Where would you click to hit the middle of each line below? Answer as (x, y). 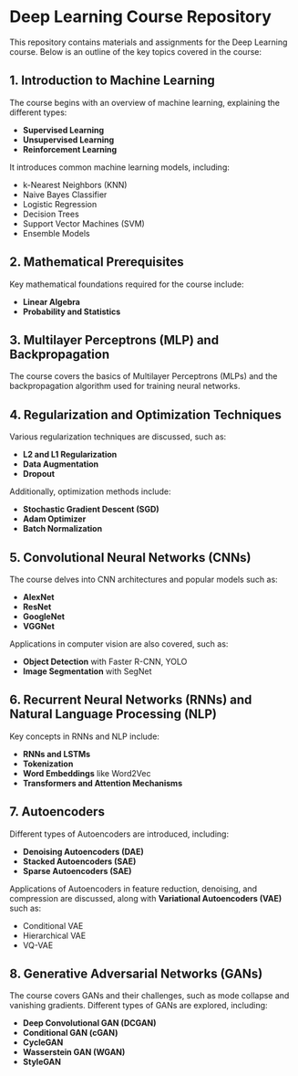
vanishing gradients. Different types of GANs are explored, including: (139, 1006)
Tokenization (48, 764)
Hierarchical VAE (54, 935)
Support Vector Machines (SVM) (84, 223)
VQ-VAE (38, 945)
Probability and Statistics (72, 311)
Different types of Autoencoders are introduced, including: (119, 834)
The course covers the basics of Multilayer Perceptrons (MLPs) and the (144, 376)
